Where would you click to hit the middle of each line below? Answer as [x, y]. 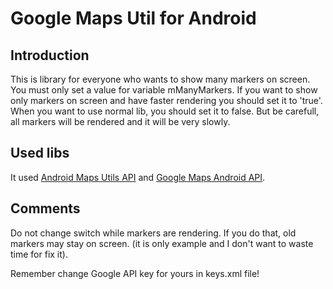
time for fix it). [39, 254]
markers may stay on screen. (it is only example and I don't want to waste [162, 243]
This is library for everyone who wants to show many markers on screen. [160, 79]
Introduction [50, 55]
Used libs [40, 153]
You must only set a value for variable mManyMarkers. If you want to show [164, 90]
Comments [45, 208]
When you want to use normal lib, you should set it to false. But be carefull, [165, 111]
